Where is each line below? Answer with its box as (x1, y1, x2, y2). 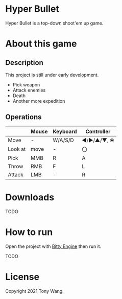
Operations (5, 113, 42, 122)
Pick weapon (12, 81, 40, 87)
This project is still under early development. (5, 72, 99, 78)
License (5, 271, 40, 283)
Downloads (5, 191, 55, 203)
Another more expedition (12, 98, 65, 104)
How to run (5, 226, 53, 238)
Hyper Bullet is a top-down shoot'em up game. (5, 20, 104, 26)
